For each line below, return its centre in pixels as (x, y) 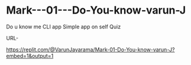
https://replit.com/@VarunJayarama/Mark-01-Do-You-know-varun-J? (90, 49)
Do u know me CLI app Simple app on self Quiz (64, 27)
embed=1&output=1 (30, 56)
